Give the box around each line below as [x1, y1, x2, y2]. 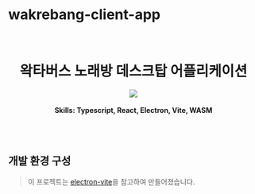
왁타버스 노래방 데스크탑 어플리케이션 [19, 62, 248, 80]
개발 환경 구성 [8, 154, 71, 168]
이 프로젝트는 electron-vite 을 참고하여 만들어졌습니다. [27, 177, 195, 186]
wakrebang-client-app [8, 6, 161, 24]
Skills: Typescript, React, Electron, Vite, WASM [54, 105, 213, 114]
